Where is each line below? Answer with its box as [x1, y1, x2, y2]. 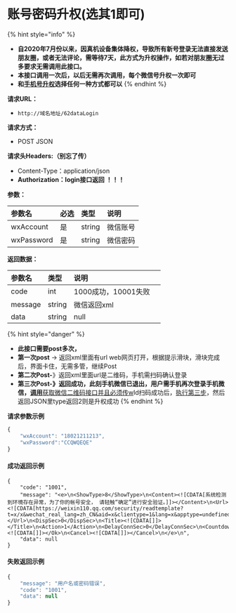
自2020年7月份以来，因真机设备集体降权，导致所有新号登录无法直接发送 [17, 44, 228, 53]
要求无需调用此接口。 [23, 62, 86, 70]
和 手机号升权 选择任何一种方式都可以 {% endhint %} [17, 79, 167, 88]
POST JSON [17, 137, 53, 145]
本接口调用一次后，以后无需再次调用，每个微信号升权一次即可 [17, 71, 197, 79]
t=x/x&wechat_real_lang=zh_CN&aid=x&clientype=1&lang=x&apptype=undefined [7, 510, 231, 518]
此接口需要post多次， [17, 344, 81, 352]
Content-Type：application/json [17, 166, 110, 175]
